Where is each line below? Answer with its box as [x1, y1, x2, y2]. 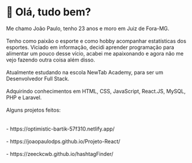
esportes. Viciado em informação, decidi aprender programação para [6, 44, 175, 51]
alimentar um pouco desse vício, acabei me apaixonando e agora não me [6, 50, 184, 57]
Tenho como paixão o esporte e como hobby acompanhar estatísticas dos [6, 37, 187, 44]
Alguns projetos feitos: [6, 106, 61, 113]
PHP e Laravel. [6, 94, 42, 101]
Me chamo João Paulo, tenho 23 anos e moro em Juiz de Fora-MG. [6, 25, 170, 32]
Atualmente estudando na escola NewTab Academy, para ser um [6, 69, 164, 76]
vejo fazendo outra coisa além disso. [6, 56, 95, 63]
